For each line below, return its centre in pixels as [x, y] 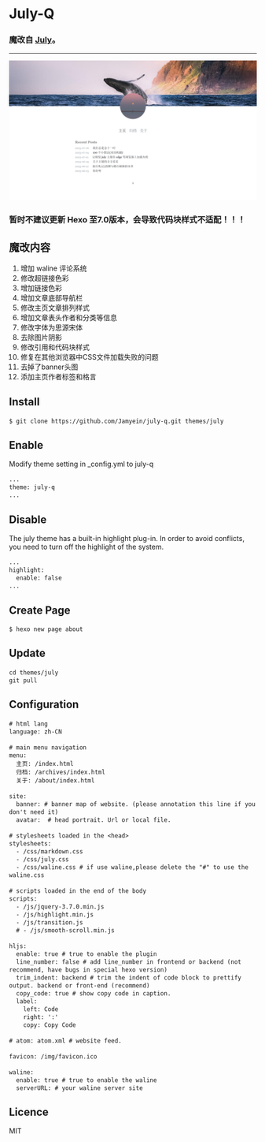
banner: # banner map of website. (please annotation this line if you [136, 804]
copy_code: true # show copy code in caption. [94, 993]
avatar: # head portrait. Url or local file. [94, 820]
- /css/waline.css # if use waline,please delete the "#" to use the [132, 867]
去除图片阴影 [41, 337]
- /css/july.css [42, 859]
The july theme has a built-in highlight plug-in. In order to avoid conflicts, [127, 539]
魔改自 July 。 [35, 40]
